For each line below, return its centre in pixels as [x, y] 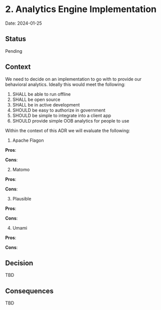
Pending [14, 51]
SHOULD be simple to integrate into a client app [62, 115]
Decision [19, 263]
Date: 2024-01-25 [24, 23]
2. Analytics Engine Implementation [81, 9]
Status [16, 39]
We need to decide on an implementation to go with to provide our [73, 79]
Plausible [22, 198]
